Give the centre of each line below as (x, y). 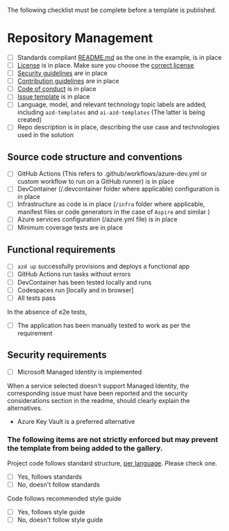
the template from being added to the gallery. (85, 448)
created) (29, 120)
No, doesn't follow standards (59, 484)
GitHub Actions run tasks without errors (74, 274)
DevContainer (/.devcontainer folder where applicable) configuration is (118, 189)
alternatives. (25, 408)
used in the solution (45, 135)
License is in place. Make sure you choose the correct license (105, 65)
